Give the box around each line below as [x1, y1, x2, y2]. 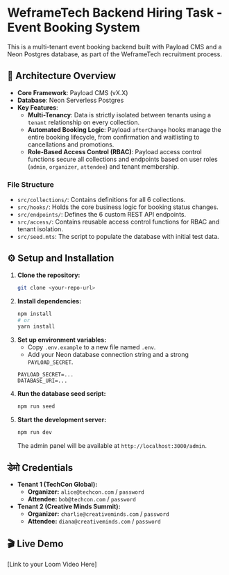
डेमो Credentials [7, 462, 74, 474]
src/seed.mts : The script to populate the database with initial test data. [17, 233, 220, 241]
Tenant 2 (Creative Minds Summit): [17, 502, 121, 510]
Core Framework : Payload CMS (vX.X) [17, 88, 128, 97]
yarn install [17, 323, 56, 331]
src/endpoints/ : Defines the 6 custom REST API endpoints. [17, 210, 186, 219]
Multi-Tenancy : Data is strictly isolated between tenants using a [27, 110, 212, 119]
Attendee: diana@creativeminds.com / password [27, 517, 161, 525]
